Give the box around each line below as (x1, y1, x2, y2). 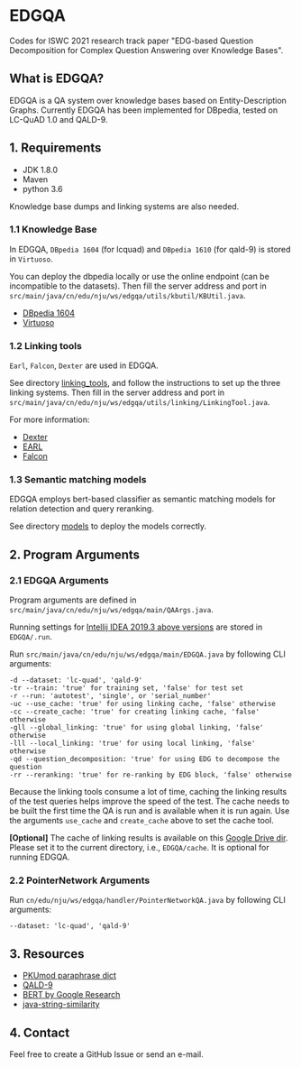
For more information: (9, 414, 90, 425)
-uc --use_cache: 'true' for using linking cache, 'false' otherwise (9, 700, 277, 709)
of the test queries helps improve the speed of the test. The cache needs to (9, 796, 290, 807)
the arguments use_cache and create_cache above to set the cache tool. (9, 815, 275, 826)
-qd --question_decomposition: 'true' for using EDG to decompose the (9, 755, 280, 764)
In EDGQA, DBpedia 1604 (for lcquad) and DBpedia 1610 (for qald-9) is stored (9, 244, 291, 254)
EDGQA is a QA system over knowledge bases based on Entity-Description (9, 95, 287, 106)
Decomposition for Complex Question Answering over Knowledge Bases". (9, 44, 284, 55)
